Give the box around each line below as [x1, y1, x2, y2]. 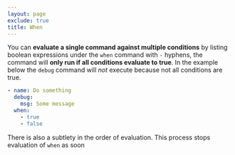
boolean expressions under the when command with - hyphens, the [7, 50, 203, 59]
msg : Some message [20, 100, 75, 107]
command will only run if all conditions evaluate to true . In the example [7, 58, 219, 67]
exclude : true [7, 17, 50, 24]
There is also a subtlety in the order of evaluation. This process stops [7, 133, 211, 141]
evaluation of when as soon [7, 140, 85, 149]
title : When [7, 23, 43, 31]
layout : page [7, 10, 46, 18]
